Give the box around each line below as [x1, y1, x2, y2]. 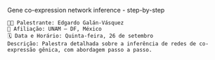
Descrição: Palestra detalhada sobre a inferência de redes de [7, 40, 197, 47]
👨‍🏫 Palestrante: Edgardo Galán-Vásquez [7, 20, 124, 27]
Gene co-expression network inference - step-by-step [7, 6, 165, 14]
